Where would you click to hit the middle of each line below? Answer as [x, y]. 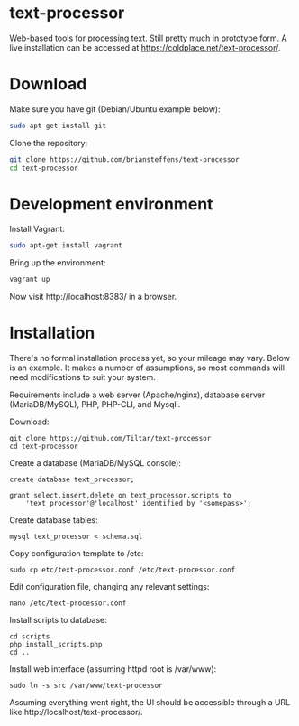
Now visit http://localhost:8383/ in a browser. [93, 297]
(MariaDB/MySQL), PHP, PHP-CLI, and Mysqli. [95, 405]
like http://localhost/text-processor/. [76, 712]
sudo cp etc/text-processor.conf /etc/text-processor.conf [122, 570]
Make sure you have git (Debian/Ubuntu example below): [115, 109]
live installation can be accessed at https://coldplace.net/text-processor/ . [145, 47]
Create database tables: [54, 520]
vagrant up [30, 279]
